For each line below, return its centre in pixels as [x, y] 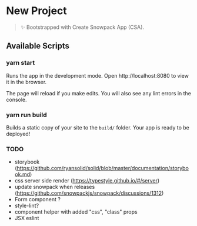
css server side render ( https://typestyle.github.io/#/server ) [87, 181]
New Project [37, 11]
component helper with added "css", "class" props [76, 212]
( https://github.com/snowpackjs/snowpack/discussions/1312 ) [89, 193]
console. [17, 99]
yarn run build [26, 115]
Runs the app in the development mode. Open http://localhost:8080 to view [98, 75]
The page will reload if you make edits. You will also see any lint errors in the [98, 93]
